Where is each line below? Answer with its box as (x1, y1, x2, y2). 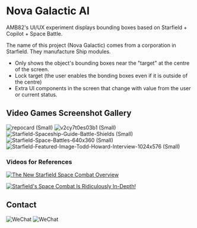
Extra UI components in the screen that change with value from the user (14, 84, 191, 91)
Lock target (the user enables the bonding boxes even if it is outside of (14, 72, 188, 79)
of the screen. (14, 65, 49, 72)
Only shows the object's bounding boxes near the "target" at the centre (14, 59, 190, 66)
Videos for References (6, 157, 72, 166)
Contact (6, 200, 37, 210)
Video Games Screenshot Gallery (6, 108, 132, 118)
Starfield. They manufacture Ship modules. (6, 47, 111, 55)
